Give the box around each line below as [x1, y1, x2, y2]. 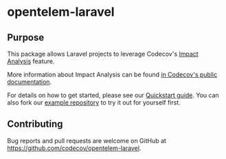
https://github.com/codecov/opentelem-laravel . [7, 144, 142, 152]
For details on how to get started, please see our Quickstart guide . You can [7, 91, 220, 99]
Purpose [7, 32, 45, 43]
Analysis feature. [7, 57, 55, 65]
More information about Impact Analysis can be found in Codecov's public [7, 70, 218, 78]
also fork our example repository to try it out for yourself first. [7, 98, 181, 107]
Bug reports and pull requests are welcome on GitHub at [7, 136, 167, 145]
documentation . [7, 78, 52, 86]
